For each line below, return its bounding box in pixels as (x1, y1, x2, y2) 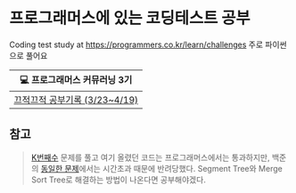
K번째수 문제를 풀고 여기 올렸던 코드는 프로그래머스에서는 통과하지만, (30, 152, 270, 163)
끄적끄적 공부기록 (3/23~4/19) (13, 93, 139, 106)
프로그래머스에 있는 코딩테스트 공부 (9, 8, 251, 28)
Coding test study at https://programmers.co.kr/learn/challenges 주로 (9, 39, 264, 50)
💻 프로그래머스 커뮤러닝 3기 (19, 73, 133, 85)
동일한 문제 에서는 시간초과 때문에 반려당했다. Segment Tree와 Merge (40, 163, 283, 173)
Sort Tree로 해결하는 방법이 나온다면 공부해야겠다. (30, 174, 207, 185)
